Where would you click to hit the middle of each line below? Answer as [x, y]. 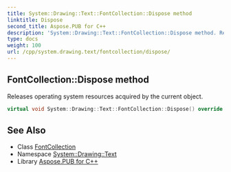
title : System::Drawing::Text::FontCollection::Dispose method [100, 13]
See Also [26, 130]
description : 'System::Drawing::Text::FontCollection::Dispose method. [112, 33]
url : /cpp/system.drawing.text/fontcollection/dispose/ [89, 52]
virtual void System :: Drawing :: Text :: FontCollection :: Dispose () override [115, 109]
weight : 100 [24, 45]
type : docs [23, 39]
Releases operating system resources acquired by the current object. [105, 96]
